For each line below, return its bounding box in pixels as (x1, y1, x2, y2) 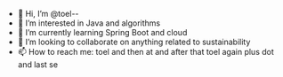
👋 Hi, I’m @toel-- (17, 9, 79, 19)
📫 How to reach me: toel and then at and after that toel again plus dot (17, 47, 274, 57)
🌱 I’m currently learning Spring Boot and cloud (17, 27, 188, 37)
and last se (17, 59, 59, 70)
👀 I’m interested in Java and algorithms (17, 18, 161, 28)
